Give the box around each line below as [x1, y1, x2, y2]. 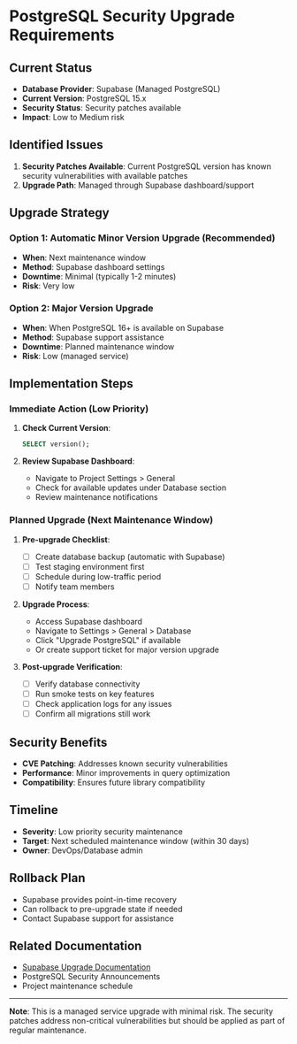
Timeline [9, 802, 59, 818]
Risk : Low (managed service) [21, 350, 130, 361]
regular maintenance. [9, 1025, 87, 1036]
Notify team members [34, 581, 115, 592]
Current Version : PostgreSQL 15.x [21, 93, 147, 104]
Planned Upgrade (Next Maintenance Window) [9, 514, 214, 526]
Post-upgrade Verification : [21, 661, 123, 672]
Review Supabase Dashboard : [21, 456, 135, 466]
